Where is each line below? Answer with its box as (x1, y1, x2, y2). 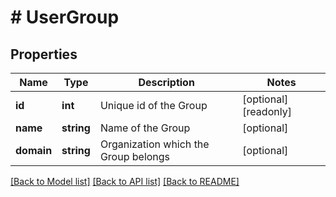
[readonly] (242, 105, 292, 118)
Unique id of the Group (99, 99, 208, 112)
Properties (10, 46, 78, 63)
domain (15, 144, 53, 157)
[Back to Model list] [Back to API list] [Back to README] (10, 176, 240, 187)
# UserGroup (10, 6, 120, 29)
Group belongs (99, 150, 171, 163)
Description (138, 76, 195, 89)
